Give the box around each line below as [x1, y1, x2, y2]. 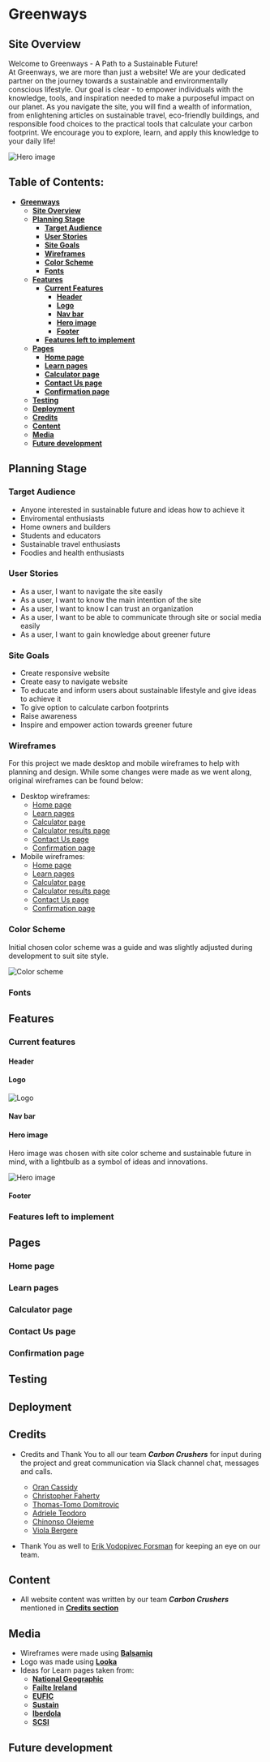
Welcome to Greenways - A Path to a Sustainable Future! [8, 58, 199, 68]
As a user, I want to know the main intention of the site [19, 595, 202, 604]
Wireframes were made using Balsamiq [19, 1648, 152, 1658]
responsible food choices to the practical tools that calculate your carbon [8, 119, 253, 128]
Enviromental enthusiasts [19, 513, 105, 523]
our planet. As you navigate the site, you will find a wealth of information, [8, 102, 252, 111]
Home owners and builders [19, 522, 111, 531]
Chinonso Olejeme [32, 1516, 95, 1526]
